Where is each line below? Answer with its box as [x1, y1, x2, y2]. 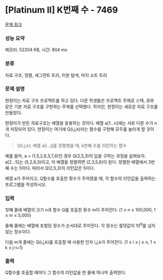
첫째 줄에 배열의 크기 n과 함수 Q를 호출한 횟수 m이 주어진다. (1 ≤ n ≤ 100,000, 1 [5, 207, 156, 213]
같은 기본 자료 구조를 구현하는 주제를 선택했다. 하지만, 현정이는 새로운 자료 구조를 [5, 103, 158, 110]
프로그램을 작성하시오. [5, 181, 47, 187]
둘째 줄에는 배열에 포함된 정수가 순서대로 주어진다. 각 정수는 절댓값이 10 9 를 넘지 [5, 222, 156, 228]
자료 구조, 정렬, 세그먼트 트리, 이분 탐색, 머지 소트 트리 [5, 72, 107, 78]
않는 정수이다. [5, 228, 32, 234]
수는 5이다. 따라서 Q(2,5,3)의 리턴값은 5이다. [10, 165, 95, 171]
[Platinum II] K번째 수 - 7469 [5, 4, 118, 16]
